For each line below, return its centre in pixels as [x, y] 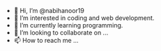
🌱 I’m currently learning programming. [68, 25]
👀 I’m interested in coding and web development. [84, 18]
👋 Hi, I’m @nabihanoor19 [49, 11]
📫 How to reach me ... [46, 40]
